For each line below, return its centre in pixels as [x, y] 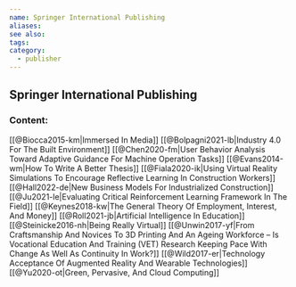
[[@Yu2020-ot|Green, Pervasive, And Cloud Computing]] [115, 272]
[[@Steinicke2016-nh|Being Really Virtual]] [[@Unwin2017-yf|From [132, 225]
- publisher [40, 59]
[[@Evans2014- [255, 159]
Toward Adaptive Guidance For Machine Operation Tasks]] [117, 159]
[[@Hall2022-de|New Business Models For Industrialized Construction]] [141, 187]
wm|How [26, 168]
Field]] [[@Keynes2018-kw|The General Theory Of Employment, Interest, [143, 206]
